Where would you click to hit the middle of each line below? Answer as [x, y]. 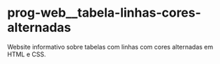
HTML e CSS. [27, 54]
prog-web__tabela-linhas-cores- [104, 13]
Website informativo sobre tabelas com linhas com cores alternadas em [110, 47]
